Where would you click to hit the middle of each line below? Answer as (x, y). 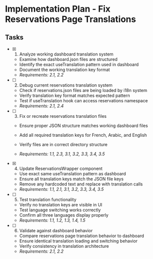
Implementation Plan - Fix (58, 9)
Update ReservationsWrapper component (61, 168)
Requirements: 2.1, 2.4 (42, 106)
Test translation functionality (48, 200)
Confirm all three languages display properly (64, 215)
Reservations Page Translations (70, 19)
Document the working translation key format (65, 70)
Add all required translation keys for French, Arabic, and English (83, 135)
